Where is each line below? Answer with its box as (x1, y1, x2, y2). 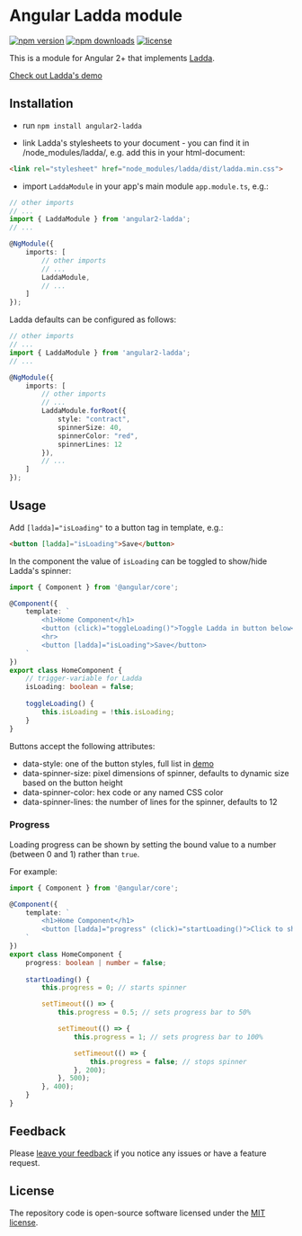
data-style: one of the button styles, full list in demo (22, 757, 214, 769)
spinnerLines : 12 (57, 440, 123, 449)
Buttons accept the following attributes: (9, 740, 155, 751)
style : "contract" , (57, 415, 130, 424)
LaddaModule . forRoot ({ (41, 407, 127, 416)
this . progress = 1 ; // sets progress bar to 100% (73, 1032, 263, 1042)
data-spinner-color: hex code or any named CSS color (22, 786, 224, 797)
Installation (9, 96, 74, 112)
